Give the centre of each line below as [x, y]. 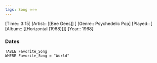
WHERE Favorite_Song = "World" [37, 56]
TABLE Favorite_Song [26, 51]
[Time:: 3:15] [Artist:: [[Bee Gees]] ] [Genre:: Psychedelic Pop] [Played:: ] [79, 23]
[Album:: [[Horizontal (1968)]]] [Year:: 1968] [49, 29]
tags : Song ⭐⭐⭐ [21, 10]
